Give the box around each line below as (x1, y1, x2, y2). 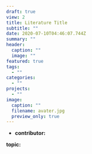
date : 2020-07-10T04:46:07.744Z (6, 31, 86, 37)
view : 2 (6, 14, 26, 20)
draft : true (6, 8, 36, 15)
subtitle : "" (6, 25, 39, 31)
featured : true (6, 58, 44, 64)
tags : (6, 63, 20, 70)
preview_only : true (11, 113, 60, 119)
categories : (6, 75, 36, 81)
